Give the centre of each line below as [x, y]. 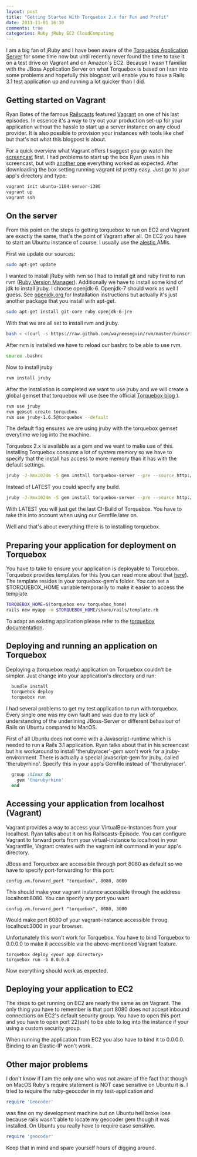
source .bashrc [25, 356]
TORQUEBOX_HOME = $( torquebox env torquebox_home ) [67, 604]
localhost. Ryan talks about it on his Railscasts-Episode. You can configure [96, 834]
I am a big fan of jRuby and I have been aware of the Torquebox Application [97, 50]
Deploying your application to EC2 [70, 989]
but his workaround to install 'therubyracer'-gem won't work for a [85, 751]
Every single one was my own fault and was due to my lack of [81, 715]
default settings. [26, 465]
